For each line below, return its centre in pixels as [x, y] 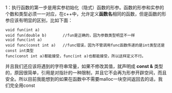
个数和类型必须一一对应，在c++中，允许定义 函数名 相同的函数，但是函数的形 [86, 14]
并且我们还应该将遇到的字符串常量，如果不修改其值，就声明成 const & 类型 [84, 66]
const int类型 [20, 51]
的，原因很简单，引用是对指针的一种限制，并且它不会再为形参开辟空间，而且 [86, 73]
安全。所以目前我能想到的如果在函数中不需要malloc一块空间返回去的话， [82, 79]
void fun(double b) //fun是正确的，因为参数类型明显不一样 [70, 35]
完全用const [22, 85]
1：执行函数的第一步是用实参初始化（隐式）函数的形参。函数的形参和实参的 [85, 7]
